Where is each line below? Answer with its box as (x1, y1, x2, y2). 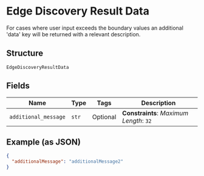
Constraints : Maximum (122, 109, 189, 117)
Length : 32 (122, 116, 152, 125)
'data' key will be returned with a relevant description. (6, 30, 141, 37)
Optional (92, 112, 117, 121)
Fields (6, 80, 30, 91)
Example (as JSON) (6, 137, 81, 147)
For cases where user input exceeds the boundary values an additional (6, 24, 184, 31)
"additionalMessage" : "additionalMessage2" (12, 158, 123, 165)
